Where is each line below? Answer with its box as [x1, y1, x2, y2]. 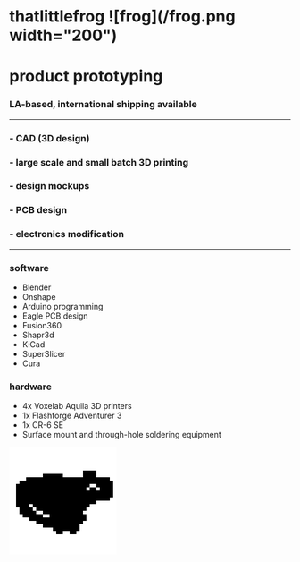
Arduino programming [21, 301, 104, 311]
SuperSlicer [21, 348, 66, 359]
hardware [9, 380, 52, 393]
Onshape [21, 291, 56, 302]
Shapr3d [21, 329, 54, 340]
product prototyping [9, 66, 163, 87]
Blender [21, 282, 52, 293]
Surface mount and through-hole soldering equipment [21, 430, 221, 440]
